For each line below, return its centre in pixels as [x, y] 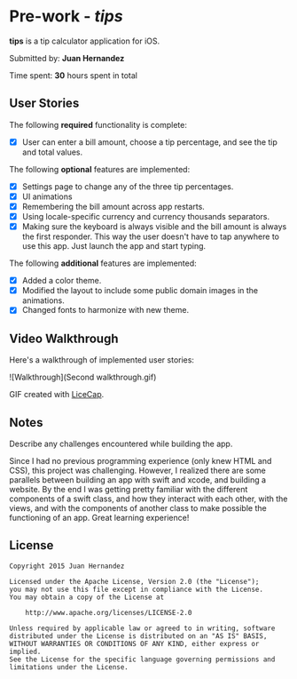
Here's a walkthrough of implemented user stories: [102, 360]
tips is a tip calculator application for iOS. [85, 41]
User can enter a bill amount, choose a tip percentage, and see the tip [149, 142]
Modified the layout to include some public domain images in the [140, 291]
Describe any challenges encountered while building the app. [121, 443]
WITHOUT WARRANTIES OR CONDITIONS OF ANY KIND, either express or [134, 643]
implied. [25, 651]
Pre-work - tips [66, 16]
